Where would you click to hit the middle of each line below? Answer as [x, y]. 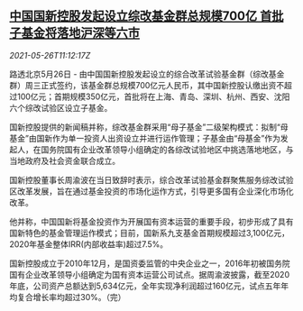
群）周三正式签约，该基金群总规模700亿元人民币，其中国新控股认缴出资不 [147, 85]
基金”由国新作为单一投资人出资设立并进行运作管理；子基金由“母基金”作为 [145, 138]
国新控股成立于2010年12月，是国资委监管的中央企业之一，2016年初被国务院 [150, 263]
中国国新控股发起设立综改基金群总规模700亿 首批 [147, 16]
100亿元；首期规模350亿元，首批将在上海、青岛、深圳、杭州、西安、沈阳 [153, 96]
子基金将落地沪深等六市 [74, 33]
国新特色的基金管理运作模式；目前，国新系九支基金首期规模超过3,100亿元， [150, 233]
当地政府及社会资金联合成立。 [64, 160]
